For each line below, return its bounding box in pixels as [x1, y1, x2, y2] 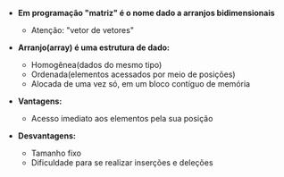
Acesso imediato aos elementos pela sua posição [30, 114, 213, 123]
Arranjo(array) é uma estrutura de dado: [17, 42, 171, 53]
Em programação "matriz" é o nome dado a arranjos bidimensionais [17, 8, 275, 18]
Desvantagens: [17, 131, 76, 141]
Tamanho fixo [30, 147, 82, 158]
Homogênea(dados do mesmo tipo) [30, 60, 163, 70]
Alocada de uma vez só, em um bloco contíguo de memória [30, 79, 251, 88]
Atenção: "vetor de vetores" [30, 25, 134, 35]
